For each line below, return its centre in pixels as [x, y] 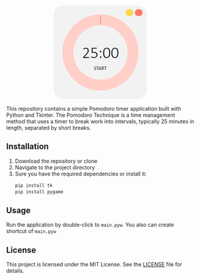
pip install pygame [39, 192]
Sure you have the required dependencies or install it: [81, 174]
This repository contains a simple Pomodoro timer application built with [94, 109]
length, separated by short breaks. [49, 128]
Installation [27, 146]
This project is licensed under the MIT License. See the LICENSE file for [94, 265]
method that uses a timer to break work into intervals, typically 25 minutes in [100, 121]
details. [15, 271]
